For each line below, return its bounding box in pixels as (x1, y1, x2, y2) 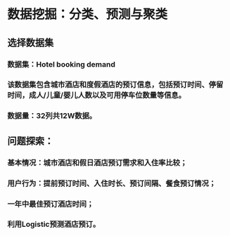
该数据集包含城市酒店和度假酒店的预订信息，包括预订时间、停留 (7, 80, 224, 90)
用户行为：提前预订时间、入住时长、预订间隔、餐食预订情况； (7, 178, 217, 188)
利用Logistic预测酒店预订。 (7, 219, 101, 229)
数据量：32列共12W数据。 (7, 111, 97, 121)
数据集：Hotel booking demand (7, 59, 116, 69)
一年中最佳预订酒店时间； (7, 199, 94, 209)
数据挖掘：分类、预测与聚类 (7, 6, 168, 22)
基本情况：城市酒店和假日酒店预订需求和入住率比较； (7, 157, 188, 167)
